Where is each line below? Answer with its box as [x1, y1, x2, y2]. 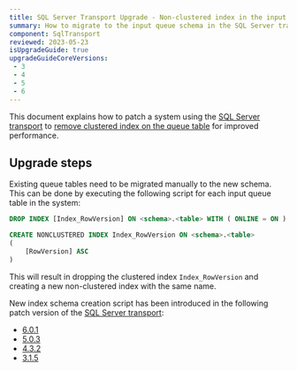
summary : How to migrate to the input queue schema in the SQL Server [9, 21, 275, 30]
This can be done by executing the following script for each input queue [9, 188, 271, 199]
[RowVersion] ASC [25, 246, 89, 256]
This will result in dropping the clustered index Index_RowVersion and [9, 271, 259, 282]
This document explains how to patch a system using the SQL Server [9, 111, 261, 122]
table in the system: [9, 198, 81, 208]
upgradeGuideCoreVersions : [9, 54, 109, 63]
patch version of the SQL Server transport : [9, 307, 164, 318]
